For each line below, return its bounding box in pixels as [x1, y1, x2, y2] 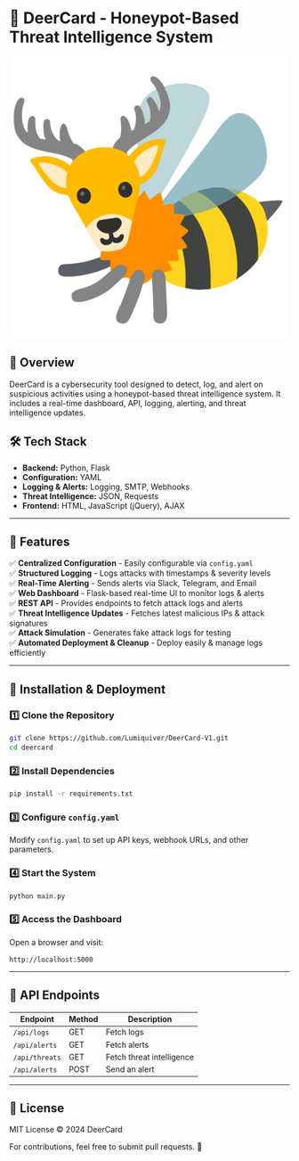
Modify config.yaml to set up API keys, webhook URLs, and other [9, 835, 249, 846]
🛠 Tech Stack [9, 434, 87, 449]
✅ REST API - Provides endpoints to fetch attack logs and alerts [9, 598, 243, 609]
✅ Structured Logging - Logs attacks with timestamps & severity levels [9, 568, 271, 578]
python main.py [9, 891, 66, 901]
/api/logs [12, 1028, 50, 1037]
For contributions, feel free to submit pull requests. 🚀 [9, 1141, 203, 1152]
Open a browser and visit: [9, 936, 104, 947]
